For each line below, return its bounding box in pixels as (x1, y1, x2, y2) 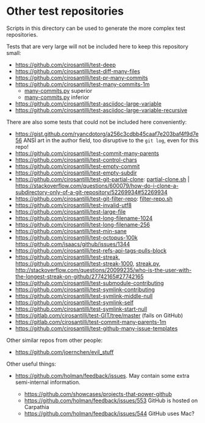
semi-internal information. (15, 378, 81, 386)
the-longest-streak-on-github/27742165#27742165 (15, 273, 144, 280)
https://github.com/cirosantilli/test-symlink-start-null (15, 305, 148, 313)
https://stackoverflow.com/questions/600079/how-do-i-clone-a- (15, 182, 179, 189)
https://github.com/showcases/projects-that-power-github (24, 390, 172, 397)
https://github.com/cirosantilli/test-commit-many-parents (15, 150, 159, 157)
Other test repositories (6, 4, 124, 18)
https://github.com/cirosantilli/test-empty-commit (15, 162, 140, 170)
